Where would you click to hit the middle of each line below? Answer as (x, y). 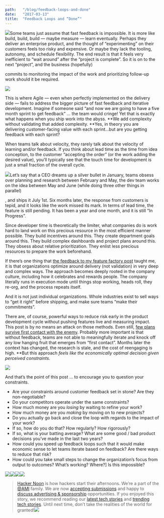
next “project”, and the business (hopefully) (49, 65)
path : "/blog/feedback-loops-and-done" (48, 10)
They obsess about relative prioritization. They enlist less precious (72, 246)
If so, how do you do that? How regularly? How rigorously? (71, 428)
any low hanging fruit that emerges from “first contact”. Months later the (78, 343)
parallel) (13, 191)
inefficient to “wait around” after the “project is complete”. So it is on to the (80, 59)
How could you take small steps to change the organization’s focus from (85, 460)
